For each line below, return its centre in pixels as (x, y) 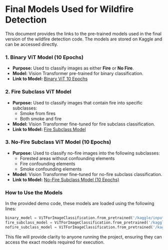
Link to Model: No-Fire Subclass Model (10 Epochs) (66, 179)
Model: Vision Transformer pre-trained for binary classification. (78, 73)
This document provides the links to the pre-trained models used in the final (83, 33)
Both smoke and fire (40, 118)
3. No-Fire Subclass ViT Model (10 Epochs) (58, 142)
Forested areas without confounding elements (67, 158)
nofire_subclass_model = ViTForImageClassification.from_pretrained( (79, 227)
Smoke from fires (38, 113)
